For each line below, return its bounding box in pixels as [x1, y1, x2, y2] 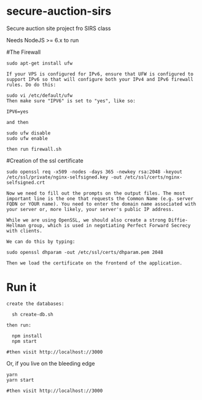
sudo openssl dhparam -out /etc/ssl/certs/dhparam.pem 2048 [6, 249, 164, 255]
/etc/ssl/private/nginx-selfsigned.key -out [6, 174, 122, 180]
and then [6, 119, 29, 125]
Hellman [6, 222, 26, 228]
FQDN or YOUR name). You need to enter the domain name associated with [6, 201, 196, 207]
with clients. [6, 228, 43, 234]
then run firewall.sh [6, 146, 62, 152]
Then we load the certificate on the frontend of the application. [6, 260, 183, 266]
